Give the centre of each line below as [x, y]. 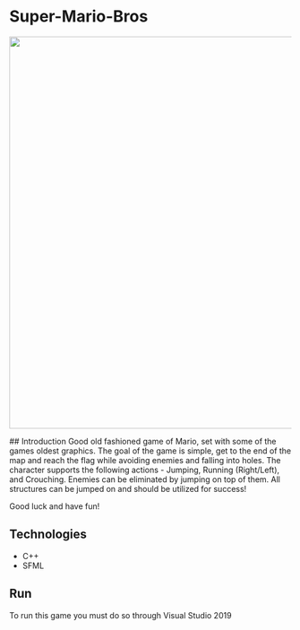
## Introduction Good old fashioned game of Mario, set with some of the [143, 441]
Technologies [48, 535]
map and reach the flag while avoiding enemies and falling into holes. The [145, 460]
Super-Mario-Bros [79, 17]
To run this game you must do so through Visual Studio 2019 [120, 615]
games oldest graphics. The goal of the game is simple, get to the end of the [150, 451]
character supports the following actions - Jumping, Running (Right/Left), [145, 470]
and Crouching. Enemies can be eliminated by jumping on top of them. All [145, 479]
